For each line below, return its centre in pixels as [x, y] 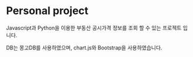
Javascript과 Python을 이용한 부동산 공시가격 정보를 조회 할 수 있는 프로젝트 [94, 28]
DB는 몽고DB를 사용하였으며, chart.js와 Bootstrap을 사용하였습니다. [84, 48]
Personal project [47, 11]
